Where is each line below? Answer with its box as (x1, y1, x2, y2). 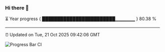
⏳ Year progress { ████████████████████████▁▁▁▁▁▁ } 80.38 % (5, 16, 157, 22)
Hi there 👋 (5, 4, 29, 11)
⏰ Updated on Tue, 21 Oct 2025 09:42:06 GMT (5, 32, 100, 38)
